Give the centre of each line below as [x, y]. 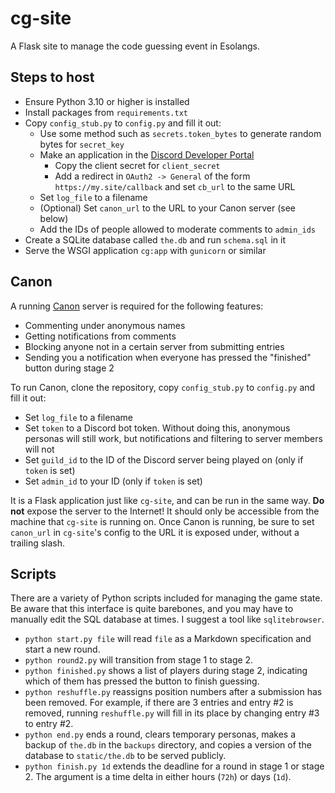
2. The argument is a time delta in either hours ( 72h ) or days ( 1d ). [158, 777]
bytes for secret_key [82, 144]
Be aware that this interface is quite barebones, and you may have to [152, 609]
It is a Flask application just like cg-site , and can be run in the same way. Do [167, 500]
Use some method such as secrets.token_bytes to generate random [180, 133]
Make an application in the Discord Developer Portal [147, 154]
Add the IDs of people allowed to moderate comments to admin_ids [178, 229]
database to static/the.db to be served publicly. [125, 756]
